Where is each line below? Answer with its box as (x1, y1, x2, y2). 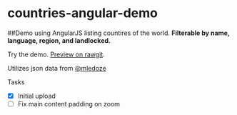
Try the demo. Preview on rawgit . (7, 50, 105, 59)
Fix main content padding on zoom (17, 100, 120, 108)
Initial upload (17, 91, 56, 100)
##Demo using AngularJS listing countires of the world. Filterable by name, (7, 29, 230, 37)
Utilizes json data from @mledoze (7, 64, 107, 72)
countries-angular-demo (7, 5, 158, 21)
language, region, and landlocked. (7, 36, 111, 44)
